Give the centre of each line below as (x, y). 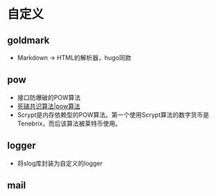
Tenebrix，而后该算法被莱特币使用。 (69, 123)
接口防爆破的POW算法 (49, 97)
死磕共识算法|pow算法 (49, 106)
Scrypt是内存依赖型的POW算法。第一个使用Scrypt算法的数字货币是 (113, 114)
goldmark (28, 40)
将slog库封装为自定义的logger (60, 163)
